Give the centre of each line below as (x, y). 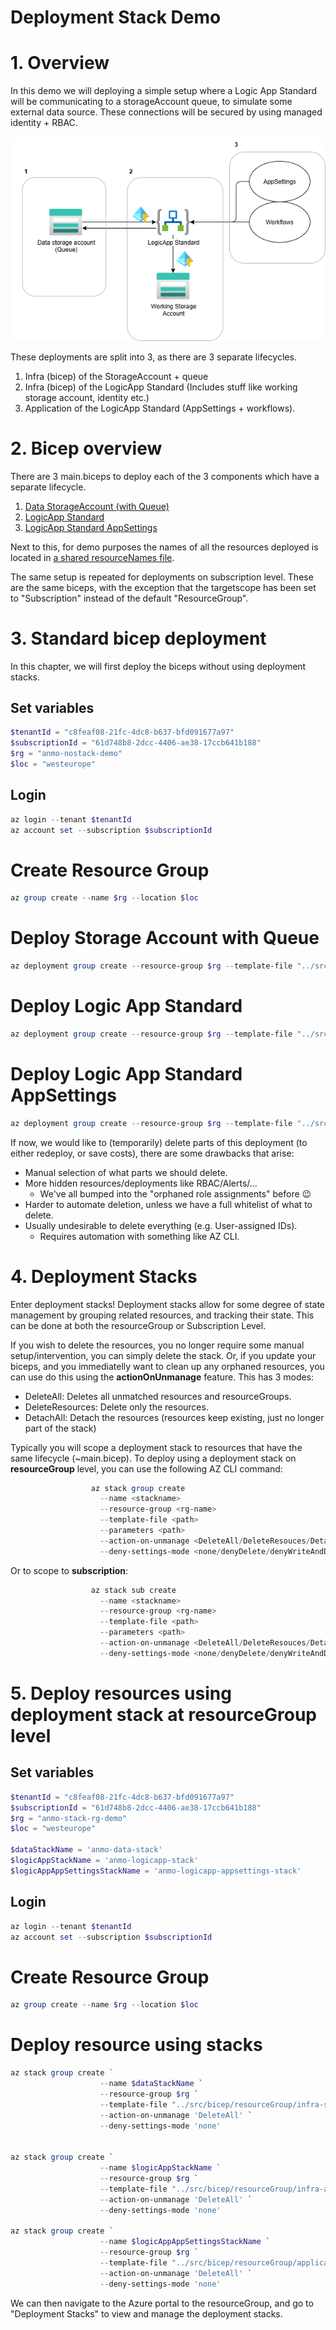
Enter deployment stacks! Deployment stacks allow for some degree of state (168, 1304)
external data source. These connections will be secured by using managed (166, 112)
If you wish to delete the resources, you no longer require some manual (157, 1345)
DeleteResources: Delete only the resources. (116, 1407)
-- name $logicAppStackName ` (160, 2168)
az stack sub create (133, 1590)
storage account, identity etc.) (87, 397)
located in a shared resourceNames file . (92, 557)
